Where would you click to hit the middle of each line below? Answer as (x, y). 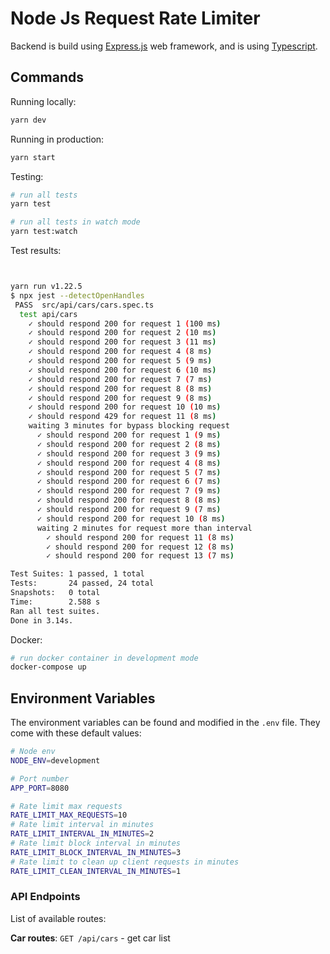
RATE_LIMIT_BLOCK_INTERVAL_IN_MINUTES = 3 (96, 852)
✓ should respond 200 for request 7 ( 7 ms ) (120, 379)
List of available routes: (58, 918)
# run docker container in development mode (104, 658)
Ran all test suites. (55, 611)
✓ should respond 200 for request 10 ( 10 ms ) (125, 407)
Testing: (27, 176)
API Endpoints (45, 897)
